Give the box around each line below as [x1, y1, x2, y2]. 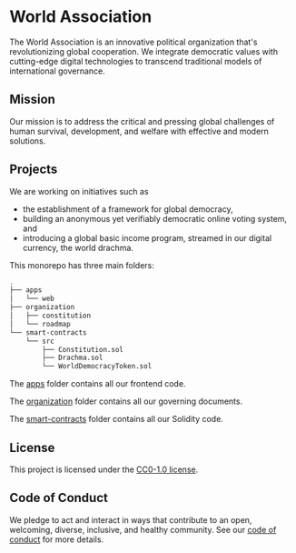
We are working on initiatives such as [9, 186, 149, 196]
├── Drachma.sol [42, 353, 104, 363]
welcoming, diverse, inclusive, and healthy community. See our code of [9, 524, 277, 535]
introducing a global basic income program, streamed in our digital [22, 232, 272, 243]
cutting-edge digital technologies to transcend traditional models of [9, 55, 262, 66]
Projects [9, 162, 58, 177]
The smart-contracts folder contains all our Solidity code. [9, 414, 224, 425]
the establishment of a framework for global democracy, [22, 203, 233, 215]
